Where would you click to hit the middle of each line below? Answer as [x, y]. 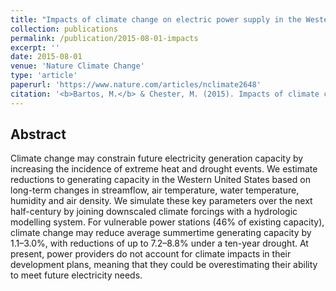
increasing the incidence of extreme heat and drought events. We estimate [164, 169]
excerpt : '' [35, 47]
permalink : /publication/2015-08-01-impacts [104, 38]
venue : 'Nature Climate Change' [77, 66]
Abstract [38, 134]
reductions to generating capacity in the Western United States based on [160, 180]
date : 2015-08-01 [46, 57]
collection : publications [64, 29]
